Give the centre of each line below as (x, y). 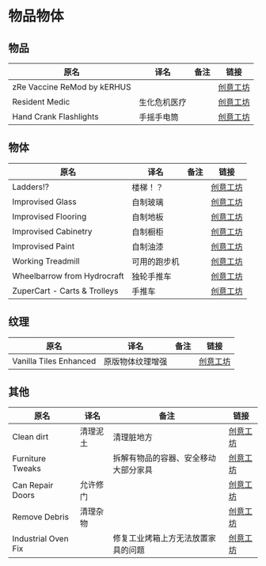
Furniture (29, 458)
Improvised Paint (44, 246)
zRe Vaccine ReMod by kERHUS (72, 87)
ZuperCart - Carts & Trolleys (65, 291)
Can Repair (33, 485)
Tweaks (27, 469)
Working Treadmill (46, 260)
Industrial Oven (40, 539)
